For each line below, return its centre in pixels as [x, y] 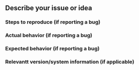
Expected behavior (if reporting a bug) [52, 49]
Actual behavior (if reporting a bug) [49, 35]
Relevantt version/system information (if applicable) [70, 62]
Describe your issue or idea [49, 8]
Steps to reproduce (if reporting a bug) [53, 22]
